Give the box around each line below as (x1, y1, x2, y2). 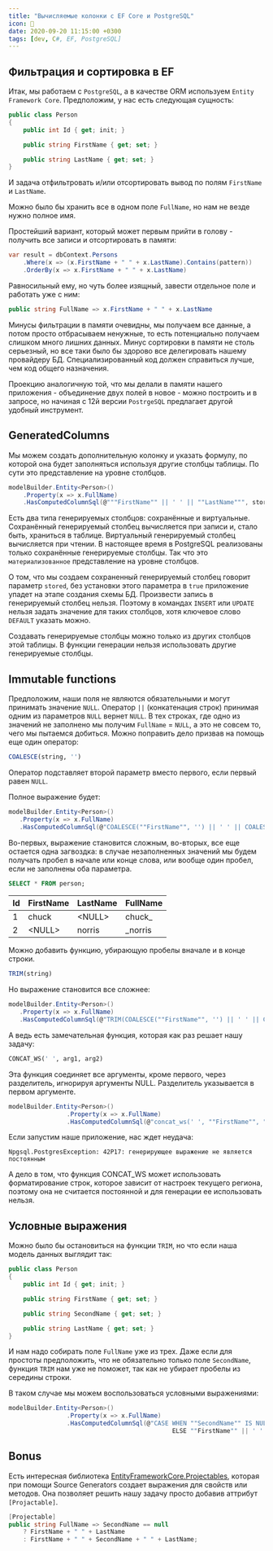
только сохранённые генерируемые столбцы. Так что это (8, 547, 209, 558)
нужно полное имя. (8, 211, 76, 221)
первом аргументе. (8, 1087, 76, 1096)
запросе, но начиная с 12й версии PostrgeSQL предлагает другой (8, 396, 233, 406)
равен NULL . (8, 775, 49, 786)
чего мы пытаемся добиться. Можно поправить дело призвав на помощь (8, 728, 265, 738)
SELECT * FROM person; (8, 879, 85, 888)
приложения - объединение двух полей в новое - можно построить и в (8, 388, 258, 398)
